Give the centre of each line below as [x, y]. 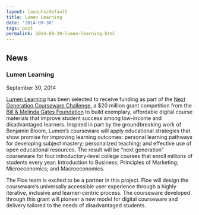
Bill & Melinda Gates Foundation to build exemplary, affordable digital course [99, 112]
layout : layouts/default [37, 12]
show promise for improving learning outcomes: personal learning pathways [99, 137]
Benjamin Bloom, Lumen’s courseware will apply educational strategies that [98, 131]
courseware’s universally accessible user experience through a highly [91, 186]
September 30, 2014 [31, 87]
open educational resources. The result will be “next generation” [85, 150]
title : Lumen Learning [34, 17]
